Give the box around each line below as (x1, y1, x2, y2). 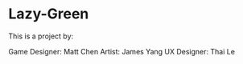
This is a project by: (8, 31, 74, 41)
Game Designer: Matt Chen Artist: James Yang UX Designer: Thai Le (8, 46, 236, 56)
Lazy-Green (8, 5, 89, 23)
